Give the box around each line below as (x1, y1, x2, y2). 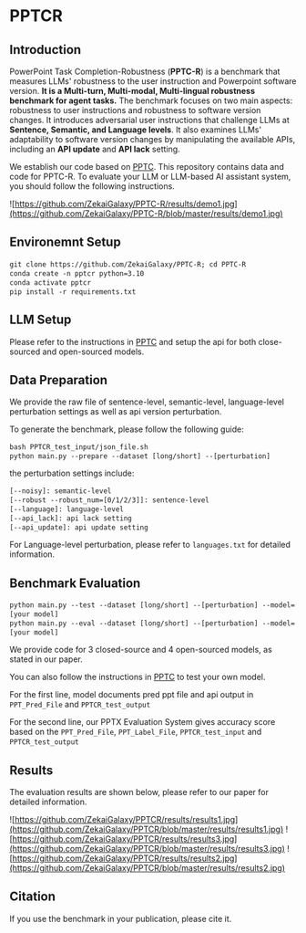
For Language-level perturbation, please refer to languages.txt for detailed (9, 540, 291, 550)
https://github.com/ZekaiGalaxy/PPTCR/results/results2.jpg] (12, 853, 238, 864)
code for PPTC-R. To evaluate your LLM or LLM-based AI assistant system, (9, 171, 291, 182)
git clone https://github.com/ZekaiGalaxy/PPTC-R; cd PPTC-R (9, 259, 247, 269)
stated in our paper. (9, 654, 84, 665)
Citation (9, 889, 56, 905)
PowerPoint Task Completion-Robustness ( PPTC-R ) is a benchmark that (9, 66, 280, 77)
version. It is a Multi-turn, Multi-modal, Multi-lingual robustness (9, 86, 255, 96)
